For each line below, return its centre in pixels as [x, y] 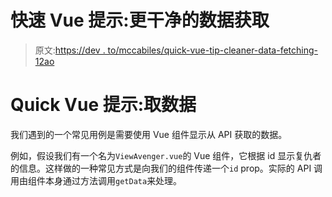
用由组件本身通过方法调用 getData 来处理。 [96, 180]
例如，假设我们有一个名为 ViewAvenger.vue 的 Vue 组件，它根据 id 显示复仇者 [166, 155]
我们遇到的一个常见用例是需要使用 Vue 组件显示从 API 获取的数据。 [149, 134]
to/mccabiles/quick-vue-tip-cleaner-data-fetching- [213, 50]
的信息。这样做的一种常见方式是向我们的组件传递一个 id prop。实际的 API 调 [166, 168]
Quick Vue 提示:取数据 [103, 105]
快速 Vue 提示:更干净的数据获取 [140, 20]
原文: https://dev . [70, 50]
